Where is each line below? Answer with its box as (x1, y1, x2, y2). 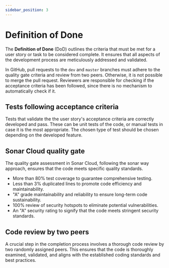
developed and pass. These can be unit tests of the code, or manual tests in (5, 121, 163, 127)
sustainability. (12, 197, 41, 203)
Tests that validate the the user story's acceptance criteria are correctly (5, 116, 154, 122)
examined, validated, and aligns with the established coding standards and (5, 252, 160, 258)
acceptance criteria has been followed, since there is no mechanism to (5, 82, 152, 88)
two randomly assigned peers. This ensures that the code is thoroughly (5, 246, 154, 252)
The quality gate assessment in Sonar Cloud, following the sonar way (5, 160, 149, 166)
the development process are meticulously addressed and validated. (5, 57, 148, 63)
